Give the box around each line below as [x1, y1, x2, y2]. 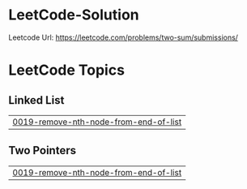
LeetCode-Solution [8, 6, 139, 24]
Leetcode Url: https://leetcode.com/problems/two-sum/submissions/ [8, 32, 239, 42]
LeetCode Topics [8, 61, 126, 79]
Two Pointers [8, 144, 77, 157]
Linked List [8, 93, 65, 107]
